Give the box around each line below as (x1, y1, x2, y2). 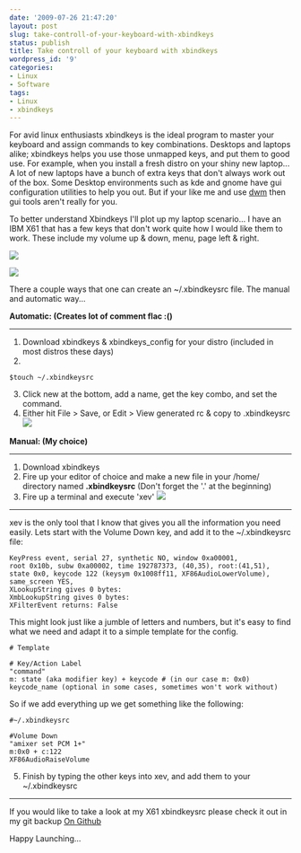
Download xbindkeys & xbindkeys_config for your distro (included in (21, 337, 274, 347)
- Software (9, 80, 50, 89)
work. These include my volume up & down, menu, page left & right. (9, 233, 260, 243)
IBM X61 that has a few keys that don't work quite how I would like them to (9, 224, 284, 234)
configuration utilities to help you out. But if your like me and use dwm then (9, 187, 287, 198)
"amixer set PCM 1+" (9, 740, 87, 749)
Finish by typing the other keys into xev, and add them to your (21, 771, 251, 782)
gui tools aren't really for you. (9, 197, 118, 207)
